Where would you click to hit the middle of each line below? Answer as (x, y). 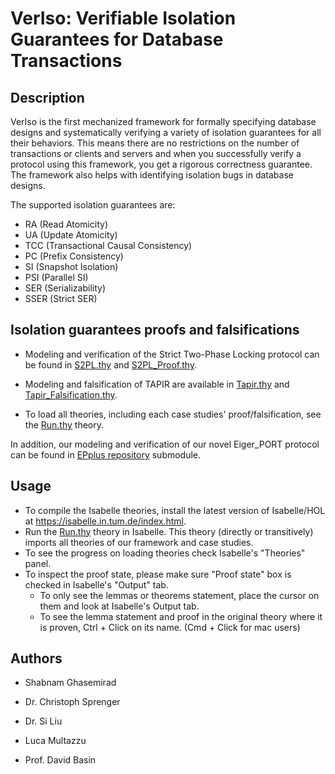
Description (47, 97)
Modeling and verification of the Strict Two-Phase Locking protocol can (172, 354)
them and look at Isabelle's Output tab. (119, 606)
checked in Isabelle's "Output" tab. (96, 584)
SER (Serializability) (65, 288)
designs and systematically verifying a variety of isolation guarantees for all (166, 132)
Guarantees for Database (117, 39)
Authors (36, 658)
